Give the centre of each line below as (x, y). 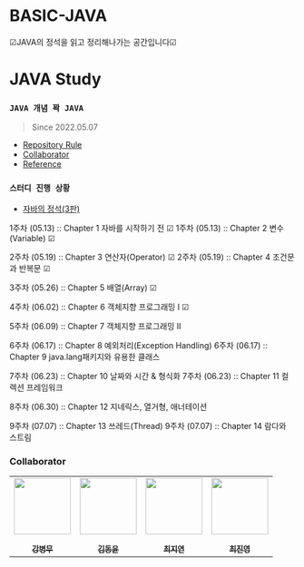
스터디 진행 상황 (40, 188)
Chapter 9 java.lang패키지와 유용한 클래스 (85, 357)
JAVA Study (55, 79)
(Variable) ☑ (33, 238)
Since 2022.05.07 (64, 127)
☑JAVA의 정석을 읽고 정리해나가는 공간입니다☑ (93, 42)
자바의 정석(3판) (51, 209)
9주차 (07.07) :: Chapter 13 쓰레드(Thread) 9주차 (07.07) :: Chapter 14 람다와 (148, 425)
